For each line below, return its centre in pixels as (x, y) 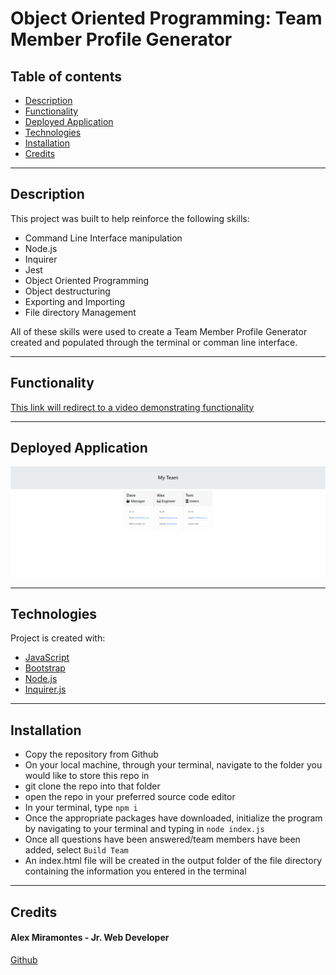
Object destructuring (67, 291)
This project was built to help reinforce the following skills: (130, 218)
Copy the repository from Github (91, 754)
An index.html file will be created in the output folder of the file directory (173, 861)
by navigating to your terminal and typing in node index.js (144, 829)
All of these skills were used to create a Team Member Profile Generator (159, 331)
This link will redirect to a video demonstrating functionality (132, 407)
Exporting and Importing (75, 301)
